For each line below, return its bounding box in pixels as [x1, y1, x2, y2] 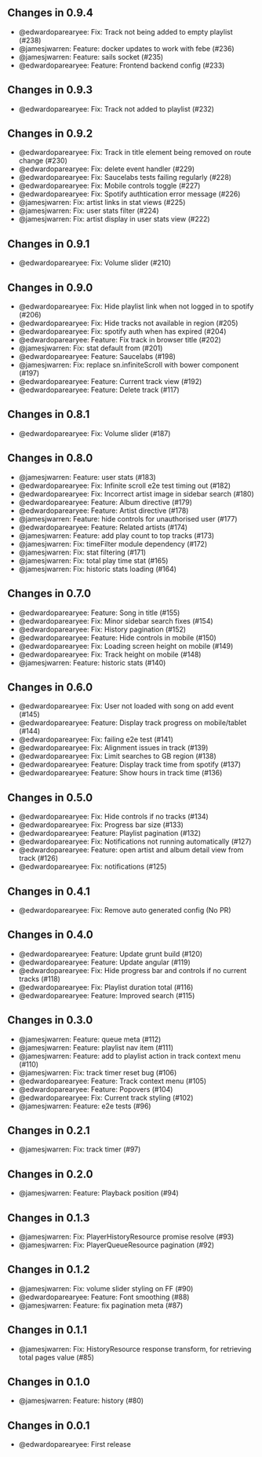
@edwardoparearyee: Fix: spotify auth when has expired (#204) [18, 327, 227, 336]
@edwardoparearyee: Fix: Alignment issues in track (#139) [18, 743, 209, 752]
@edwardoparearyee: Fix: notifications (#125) [18, 862, 167, 871]
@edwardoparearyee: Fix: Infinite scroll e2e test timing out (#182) [18, 481, 231, 490]
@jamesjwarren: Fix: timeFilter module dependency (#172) [18, 539, 208, 548]
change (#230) [18, 156, 67, 166]
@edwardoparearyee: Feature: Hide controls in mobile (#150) [18, 632, 217, 642]
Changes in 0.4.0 [7, 928, 93, 942]
